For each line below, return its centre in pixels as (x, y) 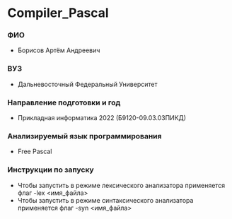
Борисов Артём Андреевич (59, 50)
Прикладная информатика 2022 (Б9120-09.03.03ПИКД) (101, 118)
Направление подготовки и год (64, 102)
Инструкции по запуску (51, 170)
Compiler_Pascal (58, 13)
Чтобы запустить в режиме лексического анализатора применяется (121, 185)
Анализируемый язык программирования (85, 136)
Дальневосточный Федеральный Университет (87, 84)
